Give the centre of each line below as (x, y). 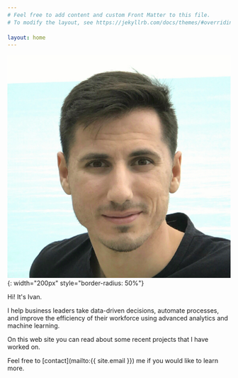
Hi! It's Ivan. (25, 297)
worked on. (24, 347)
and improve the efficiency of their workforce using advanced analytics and (118, 318)
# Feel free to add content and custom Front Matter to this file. (109, 15)
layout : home (27, 38)
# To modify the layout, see (50, 22)
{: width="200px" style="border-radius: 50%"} (76, 283)
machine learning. (34, 326)
